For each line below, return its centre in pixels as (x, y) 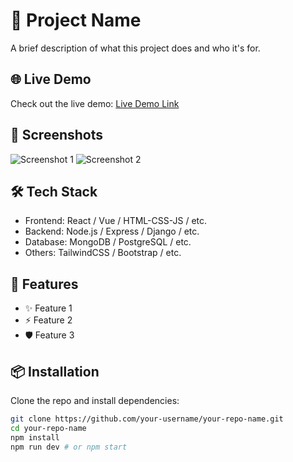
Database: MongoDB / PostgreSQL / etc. (108, 242)
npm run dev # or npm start (69, 447)
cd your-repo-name (48, 428)
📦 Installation (55, 371)
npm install (35, 437)
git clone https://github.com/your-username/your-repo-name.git (147, 419)
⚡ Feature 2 (48, 320)
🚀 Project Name (76, 20)
